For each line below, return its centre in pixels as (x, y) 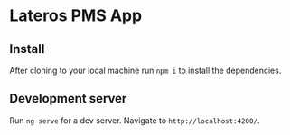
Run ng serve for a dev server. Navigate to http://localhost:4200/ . (135, 120)
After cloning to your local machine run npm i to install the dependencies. (145, 70)
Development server (68, 99)
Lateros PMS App (76, 16)
